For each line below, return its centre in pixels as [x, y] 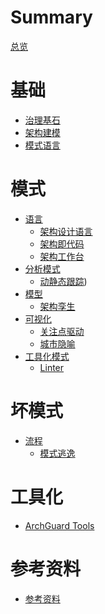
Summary [51, 17]
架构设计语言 [66, 231]
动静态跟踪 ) [63, 281]
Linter [52, 367]
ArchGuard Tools [59, 525]
